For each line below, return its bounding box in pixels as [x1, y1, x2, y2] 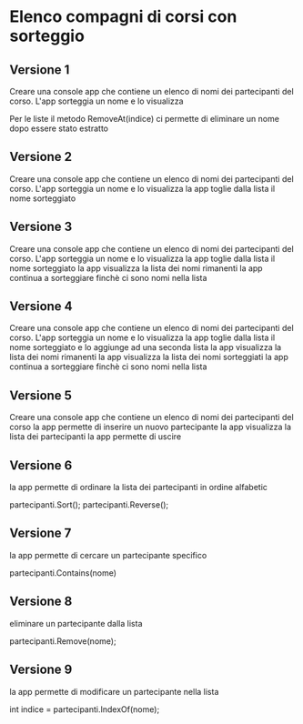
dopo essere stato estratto [9, 123, 109, 134]
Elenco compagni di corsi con [9, 6, 237, 27]
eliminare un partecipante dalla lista [9, 618, 143, 628]
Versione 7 [9, 526, 72, 541]
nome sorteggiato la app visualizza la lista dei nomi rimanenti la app [9, 262, 263, 274]
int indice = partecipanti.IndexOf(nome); [9, 703, 160, 715]
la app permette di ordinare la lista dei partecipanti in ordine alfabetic [9, 482, 268, 493]
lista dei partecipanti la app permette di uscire [9, 431, 182, 442]
